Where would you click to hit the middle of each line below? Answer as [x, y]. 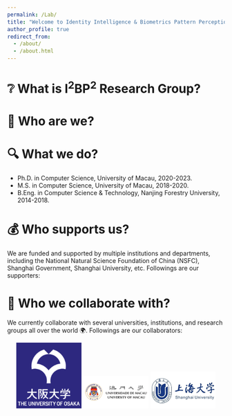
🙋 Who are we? [51, 121]
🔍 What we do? [53, 154]
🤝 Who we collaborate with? [89, 303]
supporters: [23, 275]
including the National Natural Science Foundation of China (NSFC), [104, 260]
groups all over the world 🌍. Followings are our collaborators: [95, 330]
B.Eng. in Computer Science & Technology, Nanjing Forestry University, [118, 192]
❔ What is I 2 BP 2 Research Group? [104, 88]
